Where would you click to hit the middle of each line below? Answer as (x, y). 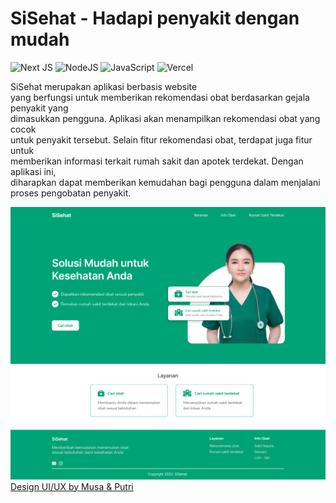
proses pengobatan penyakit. (71, 193)
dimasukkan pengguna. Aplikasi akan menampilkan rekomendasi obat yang (165, 118)
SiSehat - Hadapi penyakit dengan (155, 18)
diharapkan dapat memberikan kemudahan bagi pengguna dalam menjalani (165, 182)
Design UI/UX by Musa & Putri (72, 486)
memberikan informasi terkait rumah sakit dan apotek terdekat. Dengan (157, 161)
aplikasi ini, (33, 171)
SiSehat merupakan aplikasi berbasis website (104, 86)
